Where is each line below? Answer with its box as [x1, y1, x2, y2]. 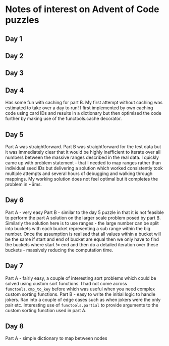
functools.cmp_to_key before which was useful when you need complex [5, 286, 155, 292]
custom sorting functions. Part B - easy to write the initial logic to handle [5, 291, 155, 297]
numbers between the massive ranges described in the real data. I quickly [5, 154, 159, 160]
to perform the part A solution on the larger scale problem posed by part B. [5, 214, 161, 221]
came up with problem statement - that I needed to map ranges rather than [5, 159, 161, 165]
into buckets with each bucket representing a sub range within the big [5, 225, 150, 231]
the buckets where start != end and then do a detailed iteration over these [5, 241, 158, 247]
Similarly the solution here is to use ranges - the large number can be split [5, 220, 159, 226]
